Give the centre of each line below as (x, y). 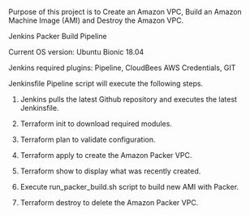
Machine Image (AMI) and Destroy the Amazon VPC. (96, 20)
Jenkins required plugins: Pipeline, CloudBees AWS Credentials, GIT (122, 68)
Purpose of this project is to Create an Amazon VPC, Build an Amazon (125, 12)
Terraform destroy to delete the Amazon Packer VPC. (109, 202)
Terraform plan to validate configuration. (88, 139)
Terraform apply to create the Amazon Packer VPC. (106, 155)
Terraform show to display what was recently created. (110, 171)
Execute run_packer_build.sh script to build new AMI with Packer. (129, 187)
